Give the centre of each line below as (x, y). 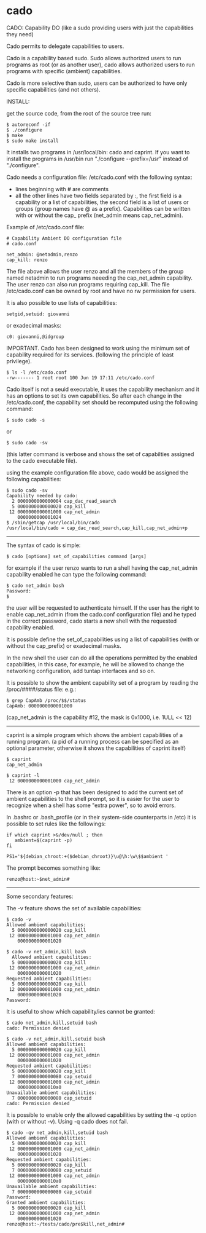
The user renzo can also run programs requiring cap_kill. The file (88, 284)
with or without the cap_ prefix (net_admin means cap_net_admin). (99, 215)
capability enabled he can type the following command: (77, 574)
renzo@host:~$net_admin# (38, 879)
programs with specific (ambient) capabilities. (64, 71)
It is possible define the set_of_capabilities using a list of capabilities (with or (103, 639)
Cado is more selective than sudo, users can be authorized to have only (97, 83)
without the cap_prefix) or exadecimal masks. (64, 645)
